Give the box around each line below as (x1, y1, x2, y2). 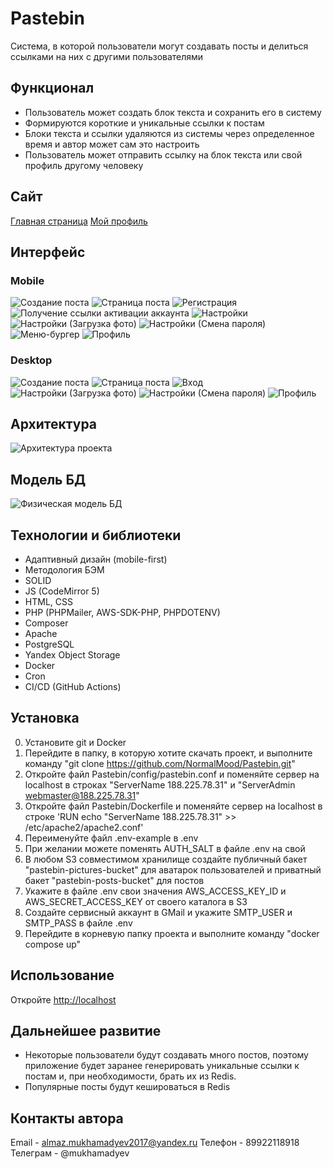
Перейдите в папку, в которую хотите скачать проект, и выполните (24, 747, 313, 759)
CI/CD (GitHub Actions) (24, 680, 122, 692)
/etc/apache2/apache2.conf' (24, 821, 144, 833)
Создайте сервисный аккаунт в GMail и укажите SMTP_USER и (24, 906, 293, 918)
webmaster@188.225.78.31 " (24, 789, 140, 801)
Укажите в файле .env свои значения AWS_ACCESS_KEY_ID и (24, 885, 287, 897)
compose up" (24, 938, 82, 950)
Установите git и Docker (24, 736, 127, 748)
